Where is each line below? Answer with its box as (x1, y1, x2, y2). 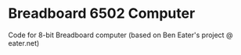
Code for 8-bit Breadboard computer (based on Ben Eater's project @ (8, 30, 233, 40)
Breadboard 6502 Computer (8, 5, 196, 22)
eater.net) (8, 38, 40, 47)
